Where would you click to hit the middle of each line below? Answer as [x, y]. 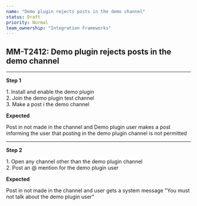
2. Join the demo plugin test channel [50, 98]
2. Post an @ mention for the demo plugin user [62, 168]
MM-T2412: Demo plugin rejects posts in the [89, 51]
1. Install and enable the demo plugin [50, 92]
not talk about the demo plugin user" [50, 197]
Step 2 [14, 150]
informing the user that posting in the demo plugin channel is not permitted [97, 133]
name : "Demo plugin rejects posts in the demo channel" [76, 11]
